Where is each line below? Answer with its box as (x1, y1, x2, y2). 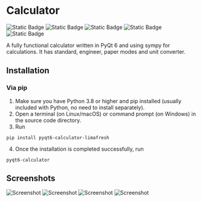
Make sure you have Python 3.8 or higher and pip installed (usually (15, 97, 181, 104)
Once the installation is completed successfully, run (15, 145, 144, 153)
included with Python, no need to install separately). (15, 104, 145, 111)
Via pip (6, 84, 28, 92)
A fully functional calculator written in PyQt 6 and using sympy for (6, 42, 171, 49)
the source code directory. (15, 116, 82, 124)
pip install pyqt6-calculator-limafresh (6, 134, 110, 140)
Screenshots (6, 173, 56, 184)
